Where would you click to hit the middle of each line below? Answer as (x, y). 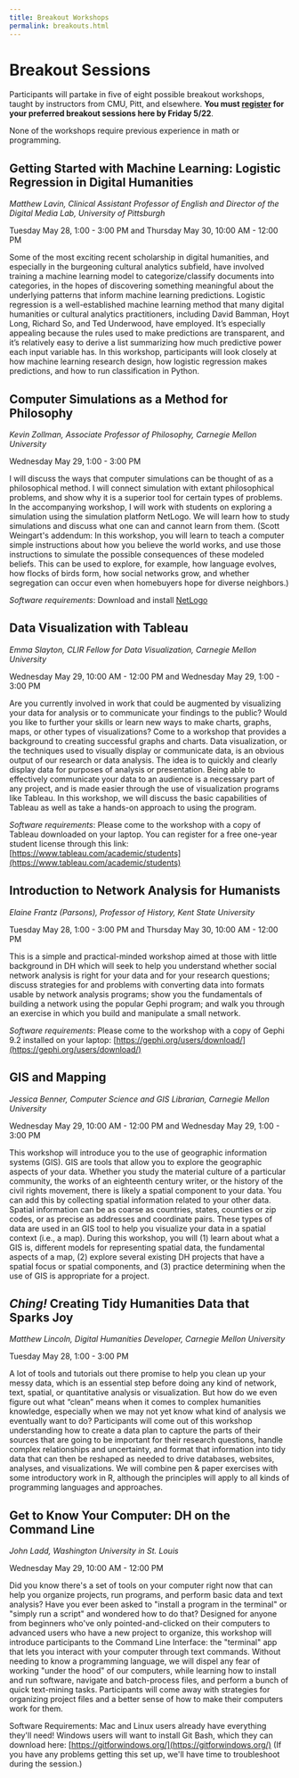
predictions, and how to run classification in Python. (105, 371)
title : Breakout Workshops (59, 17)
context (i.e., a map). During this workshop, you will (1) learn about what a (144, 1237)
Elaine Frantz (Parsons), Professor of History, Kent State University (132, 912)
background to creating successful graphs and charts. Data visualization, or (148, 740)
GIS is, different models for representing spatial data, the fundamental (137, 1247)
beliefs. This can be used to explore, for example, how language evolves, (143, 564)
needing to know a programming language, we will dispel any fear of (135, 1661)
